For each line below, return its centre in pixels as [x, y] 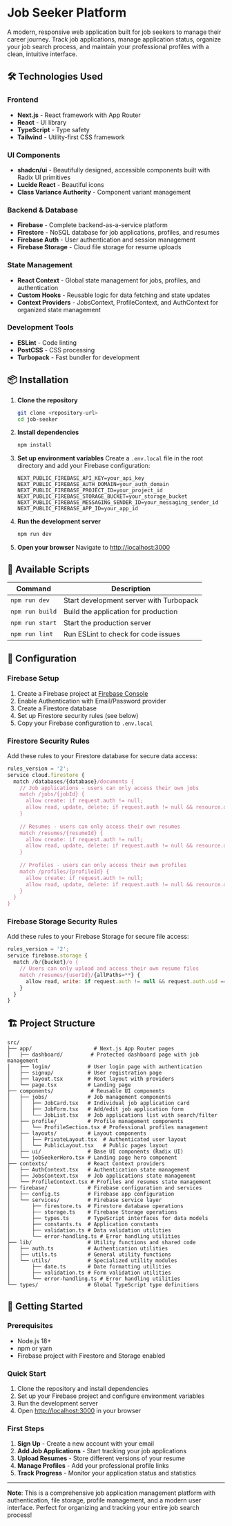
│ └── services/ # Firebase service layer [85, 1200]
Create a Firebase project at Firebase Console [83, 693]
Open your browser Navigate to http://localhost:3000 [94, 548]
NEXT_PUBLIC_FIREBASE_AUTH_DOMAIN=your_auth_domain [93, 485]
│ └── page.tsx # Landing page [69, 1085]
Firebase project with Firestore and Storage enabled [91, 1356]
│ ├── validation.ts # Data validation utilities [89, 1230]
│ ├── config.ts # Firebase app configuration [91, 1194]
